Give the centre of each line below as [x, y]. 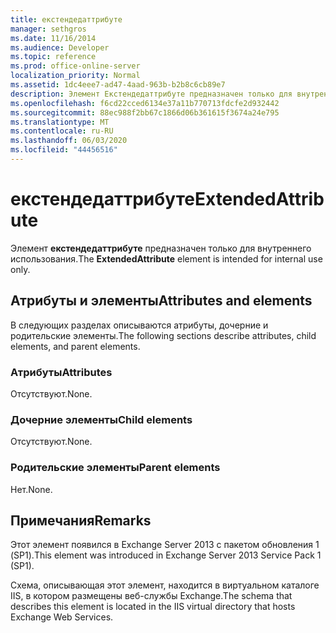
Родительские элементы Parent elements [115, 468]
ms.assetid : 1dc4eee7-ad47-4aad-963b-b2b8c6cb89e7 [118, 85]
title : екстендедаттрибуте [66, 19]
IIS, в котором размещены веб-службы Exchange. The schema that [151, 596]
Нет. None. [31, 489]
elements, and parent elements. [75, 346]
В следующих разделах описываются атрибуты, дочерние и [139, 325]
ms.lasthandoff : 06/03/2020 [69, 141]
